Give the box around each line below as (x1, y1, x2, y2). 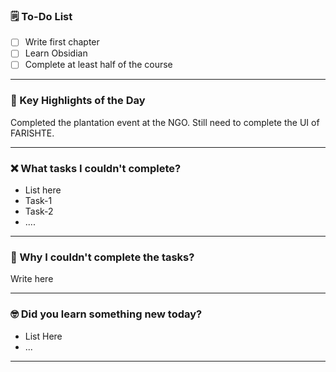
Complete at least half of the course (24, 59, 173, 71)
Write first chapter (24, 36, 100, 48)
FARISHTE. (10, 127, 55, 139)
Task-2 (24, 205, 54, 218)
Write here (10, 273, 54, 285)
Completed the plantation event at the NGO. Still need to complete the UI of (10, 116, 320, 128)
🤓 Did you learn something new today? (10, 307, 203, 321)
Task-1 (24, 195, 53, 207)
